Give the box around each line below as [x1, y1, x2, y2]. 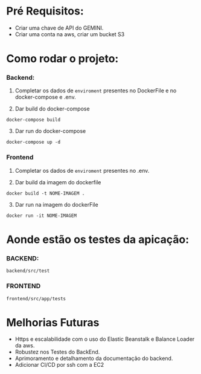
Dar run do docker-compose [14, 127, 86, 135]
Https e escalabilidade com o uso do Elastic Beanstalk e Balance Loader [14, 335, 195, 343]
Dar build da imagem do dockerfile [14, 178, 101, 185]
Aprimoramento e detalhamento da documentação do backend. [14, 355, 173, 362]
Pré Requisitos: [6, 4, 85, 18]
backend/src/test [6, 268, 50, 274]
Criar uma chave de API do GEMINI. [14, 24, 104, 31]
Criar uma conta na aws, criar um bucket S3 [14, 30, 125, 37]
